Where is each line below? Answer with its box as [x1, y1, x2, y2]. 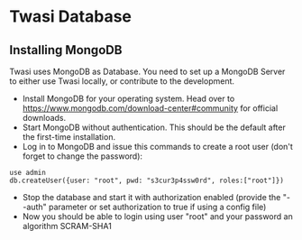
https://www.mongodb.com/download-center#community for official [22, 103, 279, 114]
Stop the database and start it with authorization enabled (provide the [22, 192, 281, 202]
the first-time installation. [22, 132, 115, 142]
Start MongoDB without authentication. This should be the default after [22, 122, 286, 133]
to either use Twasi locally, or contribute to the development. [9, 76, 235, 87]
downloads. [22, 113, 67, 123]
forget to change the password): [22, 151, 142, 162]
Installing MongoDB [9, 42, 123, 58]
